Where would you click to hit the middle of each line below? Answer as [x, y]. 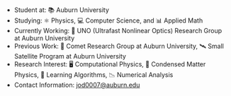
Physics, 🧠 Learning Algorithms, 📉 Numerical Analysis [94, 75]
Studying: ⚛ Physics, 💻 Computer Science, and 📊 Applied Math [108, 20]
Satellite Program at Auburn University [70, 56]
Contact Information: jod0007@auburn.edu [77, 85]
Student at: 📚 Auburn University [62, 10]
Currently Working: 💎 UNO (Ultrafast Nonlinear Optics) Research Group [118, 31]
